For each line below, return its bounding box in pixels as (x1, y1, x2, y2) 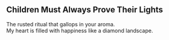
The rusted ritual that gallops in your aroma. (6, 20, 115, 27)
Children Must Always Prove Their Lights (6, 5, 164, 15)
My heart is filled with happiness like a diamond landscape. (6, 27, 153, 34)
